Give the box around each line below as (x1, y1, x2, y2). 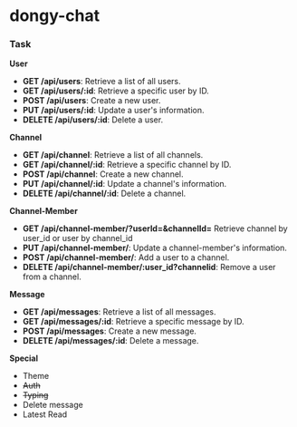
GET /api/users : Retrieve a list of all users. (22, 76, 181, 87)
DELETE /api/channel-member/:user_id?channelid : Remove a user (22, 262, 276, 273)
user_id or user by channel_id (22, 233, 133, 244)
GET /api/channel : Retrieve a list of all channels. (22, 150, 204, 160)
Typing (22, 390, 49, 401)
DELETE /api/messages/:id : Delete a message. (22, 335, 199, 346)
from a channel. (22, 271, 81, 282)
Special (9, 353, 39, 364)
